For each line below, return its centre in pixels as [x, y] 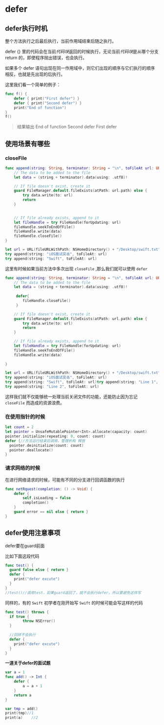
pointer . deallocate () [31, 450]
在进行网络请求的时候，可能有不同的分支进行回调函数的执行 [65, 480]
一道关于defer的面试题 [28, 663]
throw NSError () [39, 621]
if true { [19, 617]
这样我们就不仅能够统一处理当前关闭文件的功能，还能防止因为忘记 [71, 397]
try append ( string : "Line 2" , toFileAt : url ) [52, 387]
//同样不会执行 [22, 635]
